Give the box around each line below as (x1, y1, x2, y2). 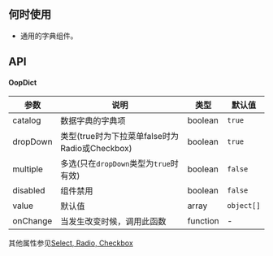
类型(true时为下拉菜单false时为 (60, 131, 179, 142)
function (187, 215, 219, 227)
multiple (12, 163, 43, 175)
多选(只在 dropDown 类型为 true (60, 158, 171, 169)
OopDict (8, 77, 37, 87)
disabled (12, 185, 45, 197)
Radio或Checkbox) (60, 143, 132, 154)
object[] (227, 202, 261, 210)
